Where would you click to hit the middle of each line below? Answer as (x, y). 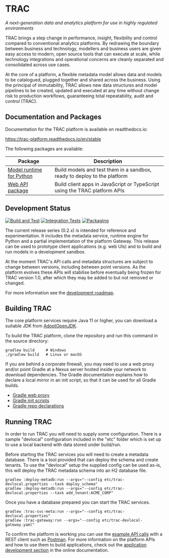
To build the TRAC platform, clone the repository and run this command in (82, 336)
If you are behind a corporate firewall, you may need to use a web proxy (80, 364)
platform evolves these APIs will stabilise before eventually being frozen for (83, 272)
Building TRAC (28, 308)
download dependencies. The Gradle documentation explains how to (77, 375)
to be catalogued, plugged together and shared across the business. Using (83, 80)
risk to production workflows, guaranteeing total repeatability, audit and (79, 96)
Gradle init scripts (31, 401)
